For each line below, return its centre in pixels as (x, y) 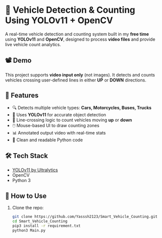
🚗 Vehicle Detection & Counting (70, 10)
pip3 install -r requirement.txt (46, 226)
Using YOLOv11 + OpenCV (59, 20)
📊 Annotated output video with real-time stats (59, 132)
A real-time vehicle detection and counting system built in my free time (77, 34)
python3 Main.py (29, 230)
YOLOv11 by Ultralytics (35, 170)
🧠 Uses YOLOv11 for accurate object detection (59, 114)
